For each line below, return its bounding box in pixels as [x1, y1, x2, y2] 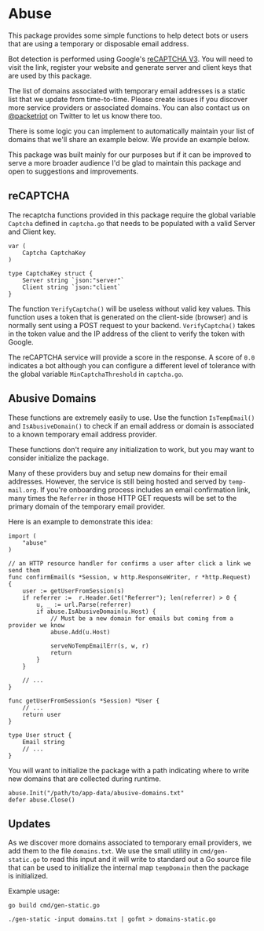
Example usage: [8, 886, 60, 896]
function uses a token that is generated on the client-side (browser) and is [8, 312, 248, 322]
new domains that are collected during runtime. [8, 774, 162, 783]
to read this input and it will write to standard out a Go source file [42, 855, 251, 864]
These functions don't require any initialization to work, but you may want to [8, 444, 255, 454]
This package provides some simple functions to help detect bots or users [8, 31, 249, 40]
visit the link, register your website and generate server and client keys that [8, 62, 251, 71]
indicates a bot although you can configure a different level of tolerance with [8, 360, 256, 370]
